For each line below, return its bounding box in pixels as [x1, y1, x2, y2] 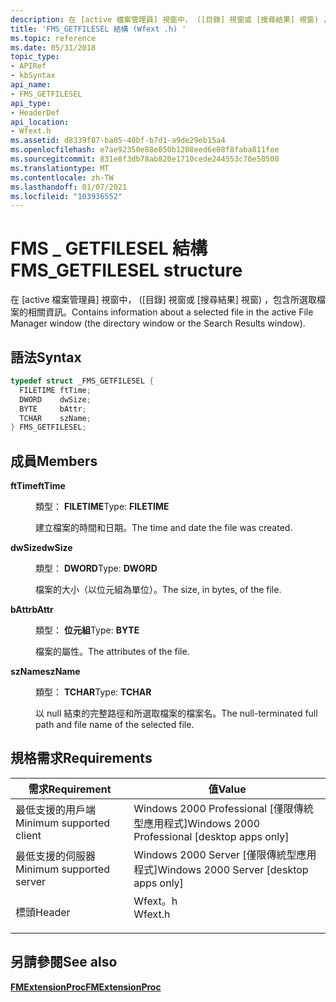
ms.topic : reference [10, 33, 97, 43]
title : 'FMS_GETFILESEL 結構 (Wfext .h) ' [10, 24, 187, 34]
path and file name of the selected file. [35, 719, 195, 731]
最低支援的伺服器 [15, 849, 97, 863]
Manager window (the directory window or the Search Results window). [10, 317, 306, 330]
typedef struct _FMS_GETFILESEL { [10, 376, 155, 386]
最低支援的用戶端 [15, 802, 97, 816]
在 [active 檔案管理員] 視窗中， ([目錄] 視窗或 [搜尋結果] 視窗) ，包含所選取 [10, 294, 317, 306]
